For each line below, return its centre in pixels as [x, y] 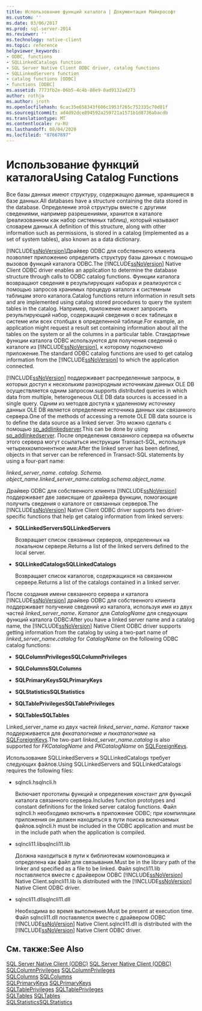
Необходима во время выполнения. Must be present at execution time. [104, 911]
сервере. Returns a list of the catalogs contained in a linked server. [97, 582]
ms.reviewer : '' [26, 34]
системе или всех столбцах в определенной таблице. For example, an [95, 321]
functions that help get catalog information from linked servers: [106, 516]
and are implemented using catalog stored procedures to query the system [99, 302]
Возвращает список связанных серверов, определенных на [92, 539]
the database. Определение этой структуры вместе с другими [86, 207]
